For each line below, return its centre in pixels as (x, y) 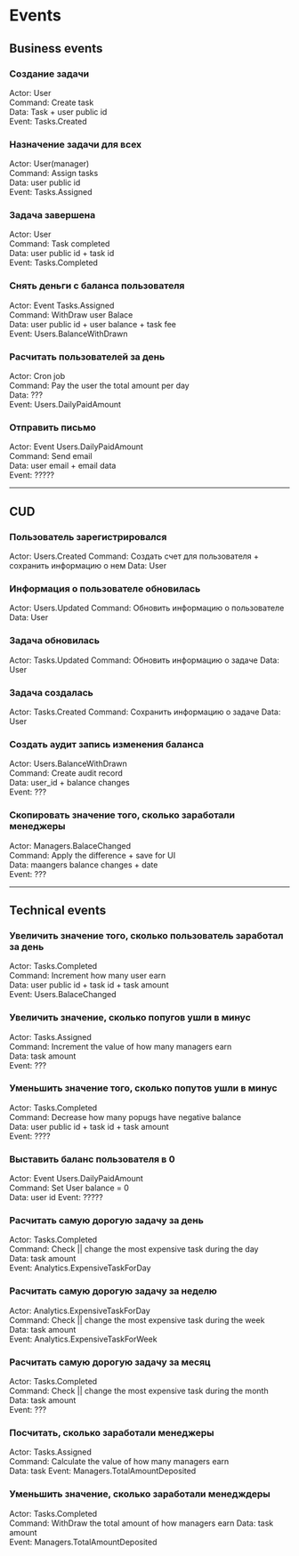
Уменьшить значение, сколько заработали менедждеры (140, 1494)
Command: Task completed (60, 244)
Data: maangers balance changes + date (84, 865)
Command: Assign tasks (54, 173)
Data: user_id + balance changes (70, 783)
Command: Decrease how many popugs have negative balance (125, 1117)
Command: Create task (52, 102)
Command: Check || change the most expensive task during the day (134, 1249)
